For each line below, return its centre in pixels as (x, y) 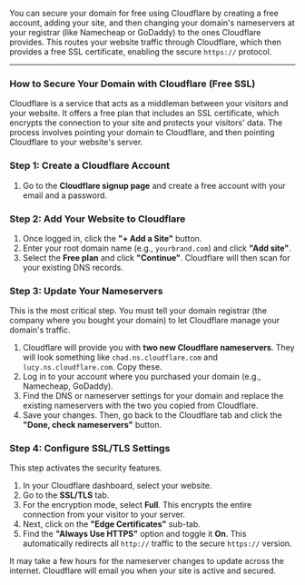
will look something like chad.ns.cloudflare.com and (120, 357)
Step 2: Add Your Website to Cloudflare (98, 219)
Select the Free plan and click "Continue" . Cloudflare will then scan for (156, 257)
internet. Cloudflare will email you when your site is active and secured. (143, 570)
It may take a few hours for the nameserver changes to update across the (147, 561)
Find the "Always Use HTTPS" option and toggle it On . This (134, 534)
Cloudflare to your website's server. (76, 142)
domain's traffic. (40, 330)
